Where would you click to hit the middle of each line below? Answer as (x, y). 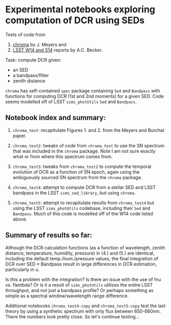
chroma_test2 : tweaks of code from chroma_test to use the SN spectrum (89, 145)
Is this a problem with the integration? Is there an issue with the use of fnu (83, 279)
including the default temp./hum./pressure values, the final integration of (82, 258)
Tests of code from (25, 34)
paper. (19, 136)
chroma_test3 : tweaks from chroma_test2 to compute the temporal (82, 166)
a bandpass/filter (31, 75)
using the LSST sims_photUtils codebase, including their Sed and (81, 208)
